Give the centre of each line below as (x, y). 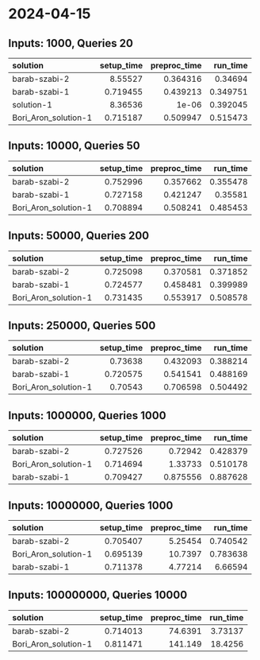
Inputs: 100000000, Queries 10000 (98, 595)
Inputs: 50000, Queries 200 (79, 236)
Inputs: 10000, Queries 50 (74, 146)
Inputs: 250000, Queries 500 (82, 326)
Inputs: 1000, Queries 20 (71, 43)
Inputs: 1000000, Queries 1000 (87, 415)
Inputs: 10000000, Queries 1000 (91, 505)
